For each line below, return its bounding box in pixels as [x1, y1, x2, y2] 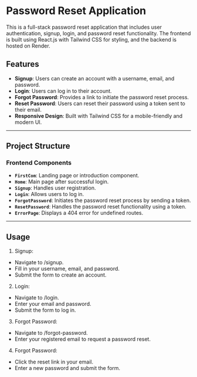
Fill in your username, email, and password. [14, 265, 120, 272]
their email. [14, 106, 42, 113]
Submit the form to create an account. [14, 271, 107, 278]
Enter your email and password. [14, 301, 92, 308]
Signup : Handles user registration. [14, 184, 96, 191]
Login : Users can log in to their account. [14, 87, 113, 95]
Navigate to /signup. [14, 259, 64, 266]
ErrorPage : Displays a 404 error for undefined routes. [14, 210, 144, 217]
